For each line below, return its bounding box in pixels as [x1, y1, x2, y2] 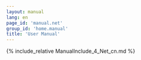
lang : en [6, 14, 28, 20]
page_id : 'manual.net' [6, 20, 63, 26]
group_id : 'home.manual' [6, 25, 68, 32]
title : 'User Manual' [6, 31, 61, 37]
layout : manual [6, 8, 44, 15]
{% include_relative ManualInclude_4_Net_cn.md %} [6, 47, 136, 55]
